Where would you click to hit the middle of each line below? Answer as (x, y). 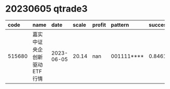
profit (99, 25)
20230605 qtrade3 (46, 9)
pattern (120, 25)
